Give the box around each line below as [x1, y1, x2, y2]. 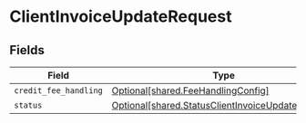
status [14, 100, 43, 110]
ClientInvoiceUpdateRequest [9, 6, 232, 27]
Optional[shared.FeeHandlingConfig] [111, 84, 270, 97]
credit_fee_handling [14, 86, 103, 96]
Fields [9, 43, 46, 58]
